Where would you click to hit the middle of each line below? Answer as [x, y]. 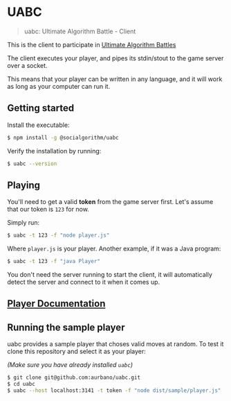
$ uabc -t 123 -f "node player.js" [58, 236]
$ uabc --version [32, 164]
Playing [24, 185]
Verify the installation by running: [54, 151]
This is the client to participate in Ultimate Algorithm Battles [92, 44]
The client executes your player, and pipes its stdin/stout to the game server [115, 58]
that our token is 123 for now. [48, 210]
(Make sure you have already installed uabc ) [70, 365]
